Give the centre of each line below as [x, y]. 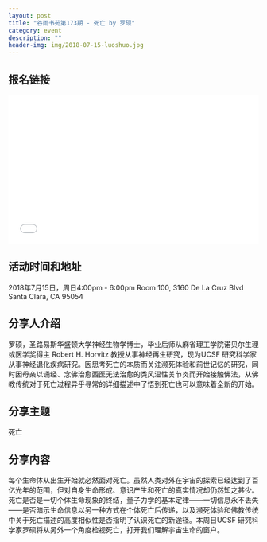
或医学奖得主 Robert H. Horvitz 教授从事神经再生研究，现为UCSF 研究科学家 [132, 354]
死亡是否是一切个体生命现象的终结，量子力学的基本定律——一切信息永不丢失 [133, 500]
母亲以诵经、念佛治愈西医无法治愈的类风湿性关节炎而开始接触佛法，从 [137, 374]
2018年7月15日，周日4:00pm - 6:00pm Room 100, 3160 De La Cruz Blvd [126, 287]
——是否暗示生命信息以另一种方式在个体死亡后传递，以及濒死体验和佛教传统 [133, 510]
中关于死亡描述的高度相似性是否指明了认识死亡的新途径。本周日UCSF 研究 [130, 520]
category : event [35, 30]
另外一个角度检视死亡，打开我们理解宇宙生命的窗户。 [137, 530]
